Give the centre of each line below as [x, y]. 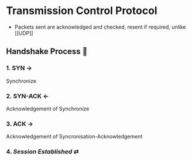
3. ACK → [20, 124]
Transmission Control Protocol [82, 11]
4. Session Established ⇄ [42, 152]
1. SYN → [19, 68]
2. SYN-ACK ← [28, 96]
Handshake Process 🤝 [47, 52]
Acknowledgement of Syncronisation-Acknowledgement [74, 137]
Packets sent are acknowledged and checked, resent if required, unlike [100, 27]
